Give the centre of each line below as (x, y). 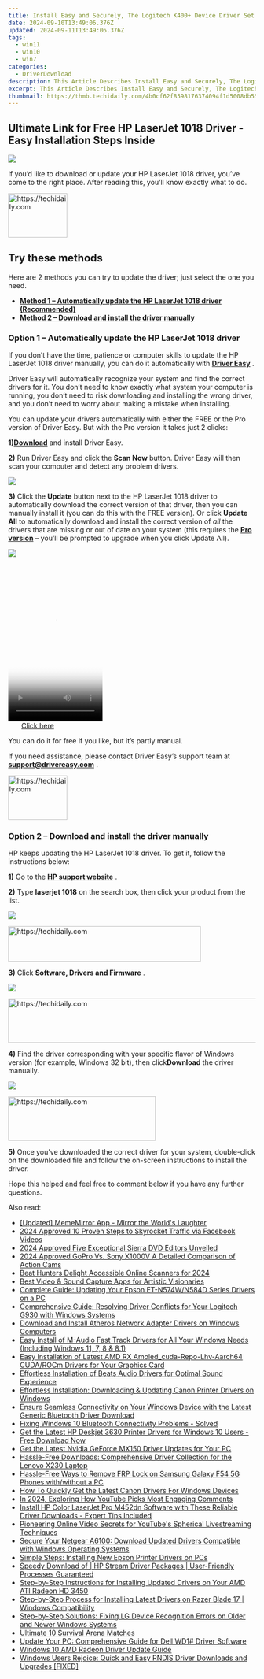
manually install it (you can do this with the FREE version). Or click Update (128, 513)
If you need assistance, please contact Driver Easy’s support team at (119, 756)
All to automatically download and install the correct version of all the (121, 521)
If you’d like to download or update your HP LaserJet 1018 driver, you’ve (124, 174)
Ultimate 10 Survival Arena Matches (77, 1633)
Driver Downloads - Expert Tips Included (85, 1516)
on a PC (32, 1298)
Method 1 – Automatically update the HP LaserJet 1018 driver (121, 301)
